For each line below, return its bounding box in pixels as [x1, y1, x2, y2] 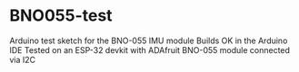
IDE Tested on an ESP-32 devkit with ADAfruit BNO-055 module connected [9, 44, 291, 55]
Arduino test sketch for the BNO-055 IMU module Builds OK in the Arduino [9, 35, 288, 46]
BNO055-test [9, 5, 113, 26]
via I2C [9, 54, 36, 65]
